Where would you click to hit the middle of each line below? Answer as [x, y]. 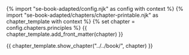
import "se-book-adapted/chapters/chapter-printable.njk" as [82, 15]
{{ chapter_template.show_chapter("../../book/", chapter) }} [80, 46]
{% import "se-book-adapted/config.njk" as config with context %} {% [95, 9]
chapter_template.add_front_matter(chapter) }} [65, 34]
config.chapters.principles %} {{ [46, 28]
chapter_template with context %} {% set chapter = [71, 22]
